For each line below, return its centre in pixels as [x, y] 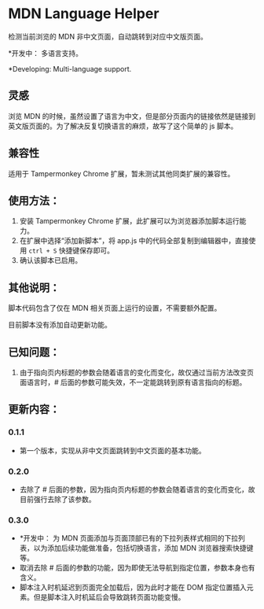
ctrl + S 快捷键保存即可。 [71, 251]
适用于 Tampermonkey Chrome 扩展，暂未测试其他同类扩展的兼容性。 [121, 173]
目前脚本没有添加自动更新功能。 [60, 325]
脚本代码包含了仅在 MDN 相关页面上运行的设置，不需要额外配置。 [115, 308]
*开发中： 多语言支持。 [45, 53]
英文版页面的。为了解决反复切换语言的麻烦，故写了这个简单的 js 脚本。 [123, 126]
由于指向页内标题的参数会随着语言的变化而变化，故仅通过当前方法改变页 [136, 372]
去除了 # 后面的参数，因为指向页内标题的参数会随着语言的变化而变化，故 [137, 489]
